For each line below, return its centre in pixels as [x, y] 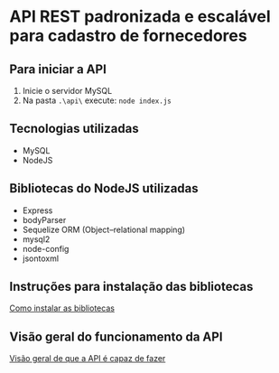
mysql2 [36, 239]
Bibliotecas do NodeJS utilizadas [104, 188]
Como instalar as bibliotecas [62, 308]
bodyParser [44, 219]
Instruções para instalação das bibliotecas [131, 287]
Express [37, 210]
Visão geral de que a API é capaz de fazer [88, 359]
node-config [46, 248]
